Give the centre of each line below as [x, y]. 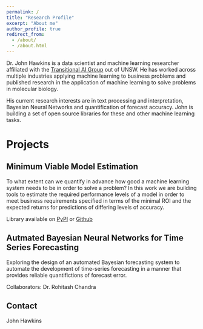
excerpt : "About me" [32, 23]
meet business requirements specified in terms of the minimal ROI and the [99, 200]
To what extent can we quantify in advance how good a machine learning [98, 181]
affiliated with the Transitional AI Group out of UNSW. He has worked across [101, 69]
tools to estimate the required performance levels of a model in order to [95, 194]
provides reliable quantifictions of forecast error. [67, 275]
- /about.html [29, 46]
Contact [22, 306]
